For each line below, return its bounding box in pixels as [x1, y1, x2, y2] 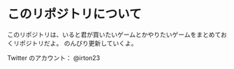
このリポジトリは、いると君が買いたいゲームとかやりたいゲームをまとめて [7, 30, 221, 39]
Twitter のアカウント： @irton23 [7, 53, 101, 62]
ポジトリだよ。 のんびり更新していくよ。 [19, 39, 138, 47]
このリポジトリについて [7, 6, 142, 22]
